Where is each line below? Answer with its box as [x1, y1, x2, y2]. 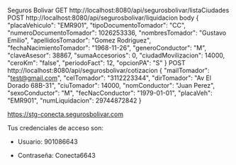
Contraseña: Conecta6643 [17, 152, 96, 159]
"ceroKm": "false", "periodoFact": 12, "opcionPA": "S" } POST [7, 59, 186, 67]
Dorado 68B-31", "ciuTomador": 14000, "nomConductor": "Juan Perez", [7, 81, 215, 89]
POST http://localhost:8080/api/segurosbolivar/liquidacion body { [7, 13, 199, 22]
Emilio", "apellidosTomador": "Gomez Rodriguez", [7, 36, 151, 45]
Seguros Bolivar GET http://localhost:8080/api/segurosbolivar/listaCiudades [7, 6, 230, 14]
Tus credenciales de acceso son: [7, 124, 104, 132]
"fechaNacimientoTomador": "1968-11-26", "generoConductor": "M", [7, 44, 207, 52]
